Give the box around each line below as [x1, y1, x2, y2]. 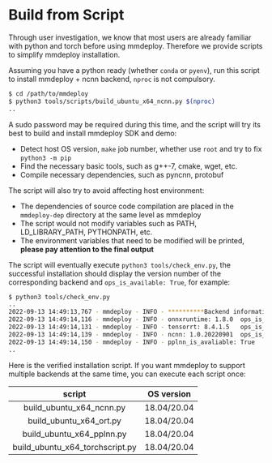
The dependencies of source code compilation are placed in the [19, 201, 235, 211]
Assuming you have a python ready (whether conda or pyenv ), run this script [8, 65, 261, 75]
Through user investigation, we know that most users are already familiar [8, 32, 252, 42]
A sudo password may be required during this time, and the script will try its [8, 119, 261, 129]
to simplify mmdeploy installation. [8, 49, 121, 59]
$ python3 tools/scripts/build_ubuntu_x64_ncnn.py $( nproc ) [8, 97, 216, 105]
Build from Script [8, 6, 125, 24]
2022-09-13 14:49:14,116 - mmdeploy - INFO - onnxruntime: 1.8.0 [8, 315, 233, 324]
